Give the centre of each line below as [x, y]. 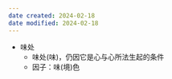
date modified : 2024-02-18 [53, 23]
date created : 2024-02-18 [51, 16]
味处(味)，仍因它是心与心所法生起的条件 [98, 57]
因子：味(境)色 [56, 67]
